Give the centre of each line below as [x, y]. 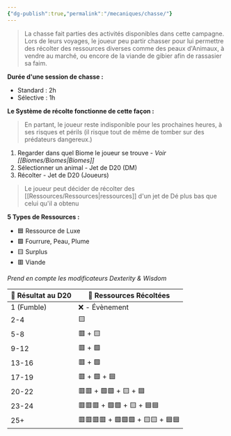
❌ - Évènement [103, 307]
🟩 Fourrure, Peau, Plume [53, 241]
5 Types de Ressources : [43, 217]
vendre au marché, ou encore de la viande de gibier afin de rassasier [123, 56]
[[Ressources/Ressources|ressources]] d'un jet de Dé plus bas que [120, 196]
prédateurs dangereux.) [58, 139]
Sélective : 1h [36, 98]
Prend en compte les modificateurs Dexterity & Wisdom [87, 278]
